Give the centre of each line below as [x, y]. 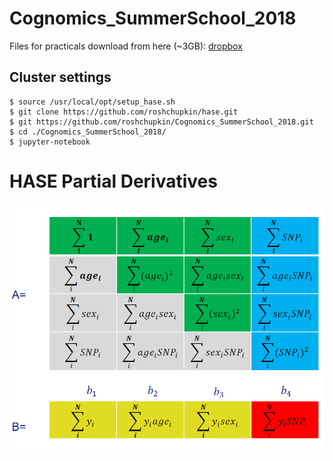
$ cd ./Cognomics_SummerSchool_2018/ [88, 132]
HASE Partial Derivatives [113, 181]
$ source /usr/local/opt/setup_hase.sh [92, 102]
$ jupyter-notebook [50, 142]
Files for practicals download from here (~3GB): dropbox [126, 46]
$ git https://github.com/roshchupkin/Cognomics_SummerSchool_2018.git [161, 122]
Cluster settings [60, 77]
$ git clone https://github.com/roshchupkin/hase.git [124, 112]
